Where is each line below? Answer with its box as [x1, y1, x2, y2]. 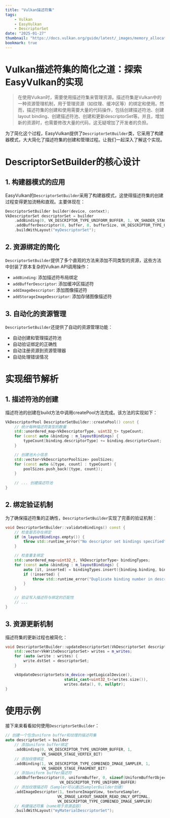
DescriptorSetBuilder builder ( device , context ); [5, 209, 110, 214]
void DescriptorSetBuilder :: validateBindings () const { [5, 525, 125, 530]
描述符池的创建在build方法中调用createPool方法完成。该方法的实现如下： [5, 409, 158, 415]
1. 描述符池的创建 [5, 395, 59, 404]
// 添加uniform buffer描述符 [14, 770, 72, 775]
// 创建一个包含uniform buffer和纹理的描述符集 [5, 733, 97, 738]
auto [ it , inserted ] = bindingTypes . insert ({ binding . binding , [23, 567, 157, 572]
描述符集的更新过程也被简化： [5, 634, 67, 640]
